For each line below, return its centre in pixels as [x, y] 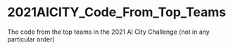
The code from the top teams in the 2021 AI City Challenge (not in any [108, 32]
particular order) [31, 39]
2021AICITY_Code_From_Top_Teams [117, 12]
